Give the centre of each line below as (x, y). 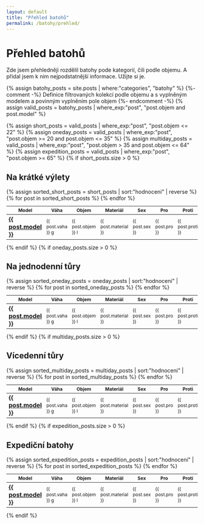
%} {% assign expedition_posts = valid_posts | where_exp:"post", (88, 152)
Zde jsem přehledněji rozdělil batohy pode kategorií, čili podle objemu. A (97, 70)
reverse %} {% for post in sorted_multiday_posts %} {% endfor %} (90, 376)
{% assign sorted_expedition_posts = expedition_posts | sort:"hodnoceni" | (100, 460)
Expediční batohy (40, 445)
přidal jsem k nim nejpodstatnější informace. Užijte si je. (76, 77)
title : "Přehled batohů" (38, 18)
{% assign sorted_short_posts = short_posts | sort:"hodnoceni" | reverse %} (102, 192)
